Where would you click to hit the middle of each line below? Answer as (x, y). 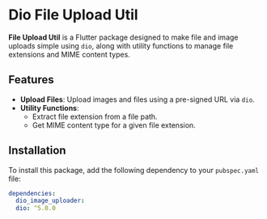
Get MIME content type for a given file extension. (114, 125)
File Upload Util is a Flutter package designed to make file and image (123, 37)
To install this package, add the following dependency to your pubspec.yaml (134, 170)
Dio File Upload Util (74, 15)
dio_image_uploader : (50, 201)
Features (31, 80)
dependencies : (32, 193)
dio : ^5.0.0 (36, 208)
